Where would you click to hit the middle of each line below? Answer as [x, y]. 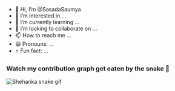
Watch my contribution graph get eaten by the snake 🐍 [88, 68]
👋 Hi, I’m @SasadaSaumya [48, 9]
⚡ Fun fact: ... [31, 51]
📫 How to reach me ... [43, 35]
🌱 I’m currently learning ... [47, 22]
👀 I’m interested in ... [41, 16]
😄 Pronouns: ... [35, 44]
